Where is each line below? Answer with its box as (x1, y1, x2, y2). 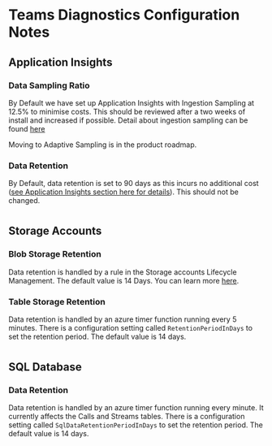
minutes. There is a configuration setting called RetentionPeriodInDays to (8, 323, 253, 332)
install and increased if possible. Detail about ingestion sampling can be (8, 115, 248, 125)
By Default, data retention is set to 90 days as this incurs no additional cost (8, 179, 259, 188)
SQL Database (8, 360, 83, 375)
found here (8, 123, 45, 133)
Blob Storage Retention (8, 249, 101, 260)
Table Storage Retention (8, 296, 106, 307)
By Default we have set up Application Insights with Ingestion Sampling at (8, 97, 254, 107)
